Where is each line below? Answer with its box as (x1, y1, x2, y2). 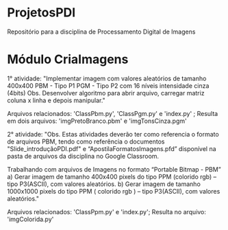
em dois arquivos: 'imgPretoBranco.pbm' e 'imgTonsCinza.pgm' (7, 117, 187, 125)
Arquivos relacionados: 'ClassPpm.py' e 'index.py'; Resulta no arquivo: (7, 207, 207, 216)
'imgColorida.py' (7, 215, 54, 223)
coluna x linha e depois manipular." (7, 96, 106, 104)
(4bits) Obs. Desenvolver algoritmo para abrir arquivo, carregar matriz (7, 89, 205, 97)
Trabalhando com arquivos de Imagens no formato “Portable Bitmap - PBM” (7, 165, 221, 173)
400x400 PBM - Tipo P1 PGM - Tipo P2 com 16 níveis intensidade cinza (7, 81, 210, 90)
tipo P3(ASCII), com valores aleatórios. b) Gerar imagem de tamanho (7, 180, 201, 188)
